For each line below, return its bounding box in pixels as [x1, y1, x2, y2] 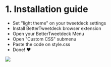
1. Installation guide [5, 3, 88, 15]
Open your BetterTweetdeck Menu [12, 30, 84, 36]
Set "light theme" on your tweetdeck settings [12, 20, 106, 26]
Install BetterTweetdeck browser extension [12, 25, 101, 31]
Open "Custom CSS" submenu [12, 36, 77, 42]
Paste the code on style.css [12, 41, 71, 47]
